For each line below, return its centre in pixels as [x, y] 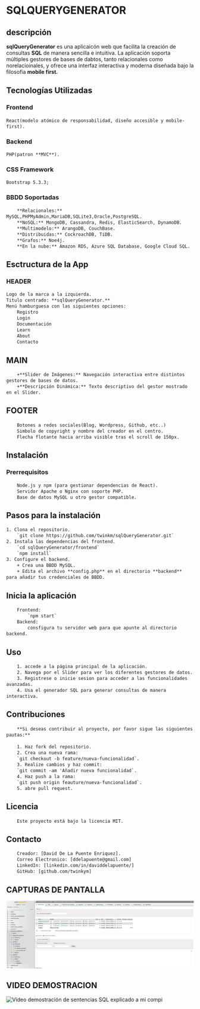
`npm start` [43, 616]
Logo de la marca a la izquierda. [49, 294]
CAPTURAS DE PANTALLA [56, 890]
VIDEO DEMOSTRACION [52, 985]
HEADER [19, 281]
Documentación [34, 324]
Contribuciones [36, 715]
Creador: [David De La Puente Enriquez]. [69, 854]
